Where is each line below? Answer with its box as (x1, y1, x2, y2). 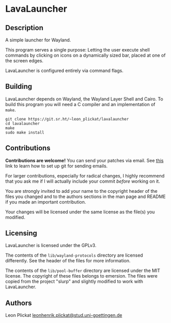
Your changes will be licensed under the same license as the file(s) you (5, 209, 155, 215)
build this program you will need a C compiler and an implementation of (5, 101, 156, 107)
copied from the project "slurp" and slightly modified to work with (5, 279, 143, 285)
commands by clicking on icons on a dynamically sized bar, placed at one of (5, 52, 166, 58)
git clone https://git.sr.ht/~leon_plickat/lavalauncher (5, 116, 129, 121)
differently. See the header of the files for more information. (5, 258, 131, 264)
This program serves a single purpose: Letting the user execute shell (5, 47, 150, 53)
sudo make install (5, 130, 44, 135)
